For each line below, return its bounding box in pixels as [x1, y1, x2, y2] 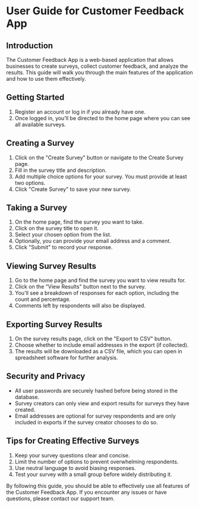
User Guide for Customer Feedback [6, 4, 184, 18]
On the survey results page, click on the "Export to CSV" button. [14, 335, 172, 343]
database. [14, 393, 40, 400]
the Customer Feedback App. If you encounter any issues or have [6, 488, 168, 496]
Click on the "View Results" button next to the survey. [14, 283, 147, 290]
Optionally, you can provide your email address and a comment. [14, 237, 171, 244]
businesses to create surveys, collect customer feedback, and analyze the [6, 62, 188, 70]
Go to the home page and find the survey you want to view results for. [14, 277, 186, 284]
